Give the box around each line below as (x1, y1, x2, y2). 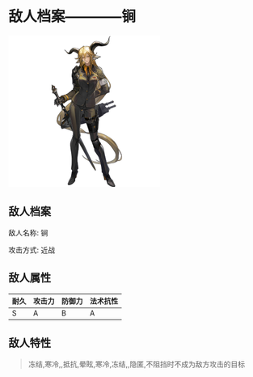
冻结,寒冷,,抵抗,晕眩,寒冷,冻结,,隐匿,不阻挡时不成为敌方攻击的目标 (27, 359, 246, 369)
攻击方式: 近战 (8, 244, 55, 255)
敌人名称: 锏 (8, 227, 48, 237)
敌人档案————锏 (8, 7, 137, 26)
